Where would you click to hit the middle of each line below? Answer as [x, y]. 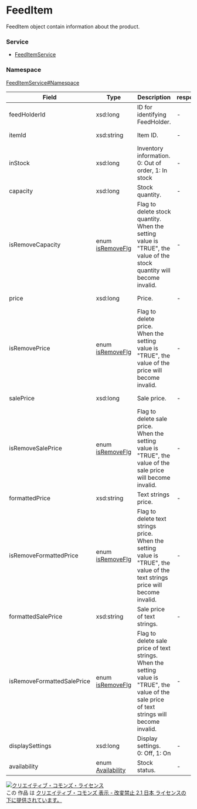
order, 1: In [152, 170]
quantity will [154, 270]
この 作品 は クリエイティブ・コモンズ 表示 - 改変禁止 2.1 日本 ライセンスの [96, 793]
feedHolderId [27, 114]
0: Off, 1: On [154, 753]
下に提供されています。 [34, 800]
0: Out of [149, 163]
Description [154, 97]
